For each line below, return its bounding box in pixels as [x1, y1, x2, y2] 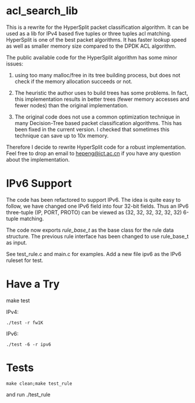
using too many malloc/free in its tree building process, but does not [14, 71, 181, 78]
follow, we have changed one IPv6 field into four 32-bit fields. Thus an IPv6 [6, 202, 189, 209]
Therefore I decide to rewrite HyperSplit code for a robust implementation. [6, 143, 187, 150]
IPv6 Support [6, 177, 72, 190]
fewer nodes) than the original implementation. [14, 101, 128, 109]
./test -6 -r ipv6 [6, 341, 51, 348]
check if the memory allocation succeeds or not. [14, 78, 133, 85]
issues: [6, 60, 24, 67]
